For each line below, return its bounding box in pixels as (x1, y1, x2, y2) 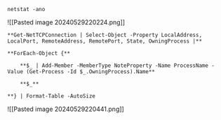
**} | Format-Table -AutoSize (7, 93, 96, 100)
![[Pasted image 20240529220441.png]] (7, 105, 124, 113)
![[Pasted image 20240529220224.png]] (7, 18, 125, 27)
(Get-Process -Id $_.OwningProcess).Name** (25, 68, 156, 75)
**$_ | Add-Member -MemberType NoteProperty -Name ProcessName (20, 62, 209, 69)
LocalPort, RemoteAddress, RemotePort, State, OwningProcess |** (7, 38, 202, 45)
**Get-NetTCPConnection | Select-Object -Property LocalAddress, (7, 31, 202, 38)
